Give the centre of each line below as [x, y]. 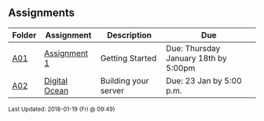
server [112, 90]
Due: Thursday [193, 48]
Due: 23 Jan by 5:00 [204, 80]
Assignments [42, 13]
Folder [24, 35]
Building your [125, 80]
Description [129, 35]
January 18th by [197, 58]
